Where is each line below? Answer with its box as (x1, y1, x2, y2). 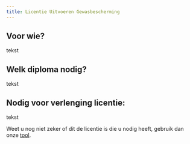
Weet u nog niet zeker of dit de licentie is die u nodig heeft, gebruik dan (6, 125, 184, 133)
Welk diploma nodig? (6, 64, 87, 74)
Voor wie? (6, 31, 45, 41)
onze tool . (6, 131, 31, 139)
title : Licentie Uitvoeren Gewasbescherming (6, 8, 120, 15)
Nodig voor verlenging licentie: (6, 97, 125, 108)
